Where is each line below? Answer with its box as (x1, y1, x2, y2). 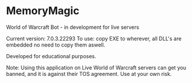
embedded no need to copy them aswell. (6, 41, 105, 48)
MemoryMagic (6, 4, 80, 18)
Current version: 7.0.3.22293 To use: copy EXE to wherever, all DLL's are (6, 35, 182, 42)
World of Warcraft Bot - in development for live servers (6, 24, 140, 31)
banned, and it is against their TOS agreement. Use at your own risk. (6, 70, 172, 77)
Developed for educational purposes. (6, 52, 97, 59)
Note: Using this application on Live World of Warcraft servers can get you (6, 64, 187, 71)
